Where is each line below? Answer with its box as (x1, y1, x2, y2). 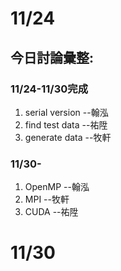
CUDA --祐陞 (24, 206, 79, 218)
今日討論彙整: (10, 49, 95, 66)
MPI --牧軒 (24, 193, 70, 206)
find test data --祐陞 (24, 118, 108, 131)
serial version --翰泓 (24, 106, 109, 118)
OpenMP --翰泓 (24, 181, 90, 193)
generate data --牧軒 (24, 131, 112, 143)
